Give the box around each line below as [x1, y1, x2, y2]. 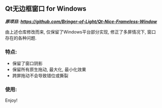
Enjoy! [5, 97, 18, 104]
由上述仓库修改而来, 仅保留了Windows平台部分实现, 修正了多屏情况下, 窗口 [5, 29, 156, 35]
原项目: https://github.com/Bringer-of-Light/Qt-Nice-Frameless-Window [5, 19, 157, 24]
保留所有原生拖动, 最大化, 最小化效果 [12, 66, 86, 72]
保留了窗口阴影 [12, 61, 43, 66]
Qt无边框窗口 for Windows [5, 4, 87, 13]
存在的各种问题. [5, 35, 37, 41]
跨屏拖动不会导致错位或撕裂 [12, 73, 69, 79]
